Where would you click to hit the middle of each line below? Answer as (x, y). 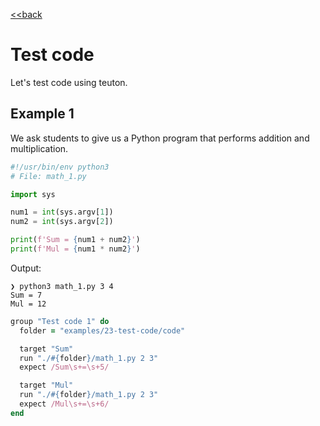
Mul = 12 (28, 304)
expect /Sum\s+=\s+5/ (64, 367)
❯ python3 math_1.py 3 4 (62, 286)
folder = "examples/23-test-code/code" (102, 330)
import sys (33, 194)
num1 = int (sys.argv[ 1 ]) (62, 212)
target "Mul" (46, 385)
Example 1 (42, 114)
